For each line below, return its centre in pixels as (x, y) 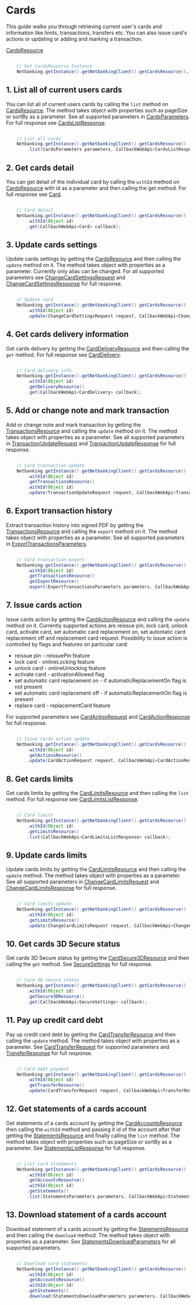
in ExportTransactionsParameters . (47, 543)
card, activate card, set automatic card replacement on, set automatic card (96, 631)
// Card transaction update (50, 465)
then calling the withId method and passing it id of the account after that (93, 1129)
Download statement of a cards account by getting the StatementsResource (97, 1229)
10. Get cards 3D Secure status (63, 944)
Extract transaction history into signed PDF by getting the (75, 525)
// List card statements (47, 1164)
